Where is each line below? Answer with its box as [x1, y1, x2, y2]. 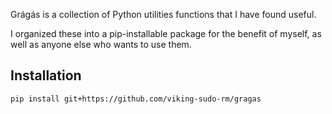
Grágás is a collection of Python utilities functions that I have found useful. [10, 9, 317, 20]
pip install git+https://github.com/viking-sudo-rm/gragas [10, 94, 262, 104]
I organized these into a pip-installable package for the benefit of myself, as [10, 28, 322, 39]
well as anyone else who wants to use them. [10, 39, 192, 50]
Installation [10, 67, 82, 84]
